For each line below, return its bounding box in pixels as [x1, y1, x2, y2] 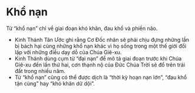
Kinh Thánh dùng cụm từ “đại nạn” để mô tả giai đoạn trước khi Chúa [14, 55, 182, 62]
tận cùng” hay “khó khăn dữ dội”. [14, 79, 95, 87]
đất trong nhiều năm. [14, 67, 66, 74]
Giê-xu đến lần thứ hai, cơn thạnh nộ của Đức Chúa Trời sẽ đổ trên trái [14, 61, 186, 68]
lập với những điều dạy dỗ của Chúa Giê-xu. [14, 48, 122, 55]
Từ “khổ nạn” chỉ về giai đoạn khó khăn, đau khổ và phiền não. [6, 25, 158, 32]
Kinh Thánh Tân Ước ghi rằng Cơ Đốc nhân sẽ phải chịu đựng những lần [14, 36, 190, 43]
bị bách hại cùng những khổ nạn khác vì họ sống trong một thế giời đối [14, 42, 187, 49]
